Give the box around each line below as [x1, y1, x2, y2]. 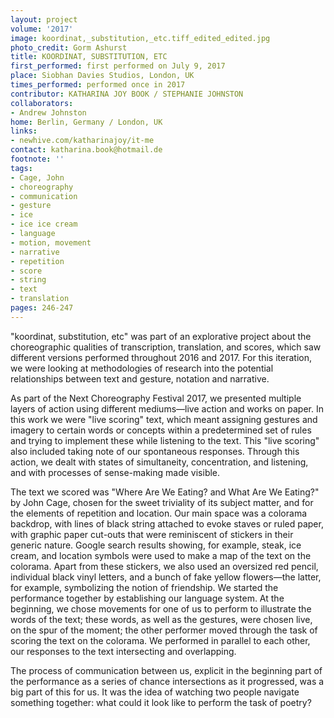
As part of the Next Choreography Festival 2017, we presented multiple [10, 392, 302, 404]
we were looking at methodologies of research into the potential [10, 362, 274, 374]
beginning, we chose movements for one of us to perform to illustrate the [10, 602, 312, 615]
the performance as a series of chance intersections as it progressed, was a [10, 675, 325, 687]
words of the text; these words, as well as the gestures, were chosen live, [10, 613, 313, 625]
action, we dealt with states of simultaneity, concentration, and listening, [10, 456, 309, 468]
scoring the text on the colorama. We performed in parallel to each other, [10, 634, 311, 646]
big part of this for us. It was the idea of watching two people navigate [10, 686, 300, 698]
